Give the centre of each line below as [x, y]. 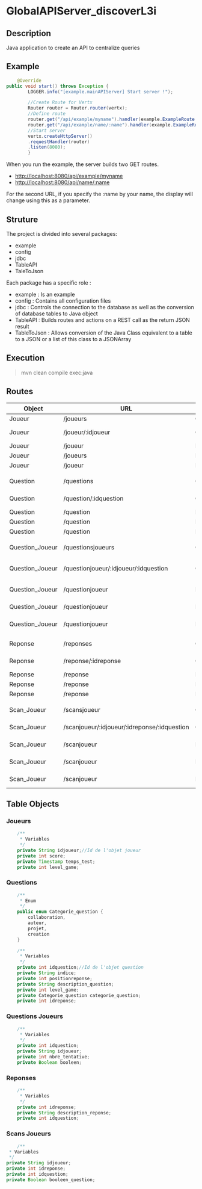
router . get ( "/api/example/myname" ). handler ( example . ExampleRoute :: [114, 119]
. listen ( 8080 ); [47, 147]
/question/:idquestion [93, 498]
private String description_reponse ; [64, 1113]
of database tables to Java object [56, 313]
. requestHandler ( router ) [59, 142]
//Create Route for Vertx [60, 103]
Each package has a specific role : [49, 283]
